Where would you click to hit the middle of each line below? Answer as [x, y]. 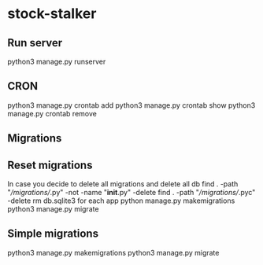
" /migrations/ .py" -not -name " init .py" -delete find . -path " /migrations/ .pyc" [131, 193]
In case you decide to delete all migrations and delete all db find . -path [123, 184]
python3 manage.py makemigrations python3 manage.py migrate [113, 252]
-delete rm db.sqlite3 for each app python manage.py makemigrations [121, 201]
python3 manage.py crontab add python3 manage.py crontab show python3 [131, 105]
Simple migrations [53, 234]
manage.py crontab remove [52, 113]
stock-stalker [52, 14]
